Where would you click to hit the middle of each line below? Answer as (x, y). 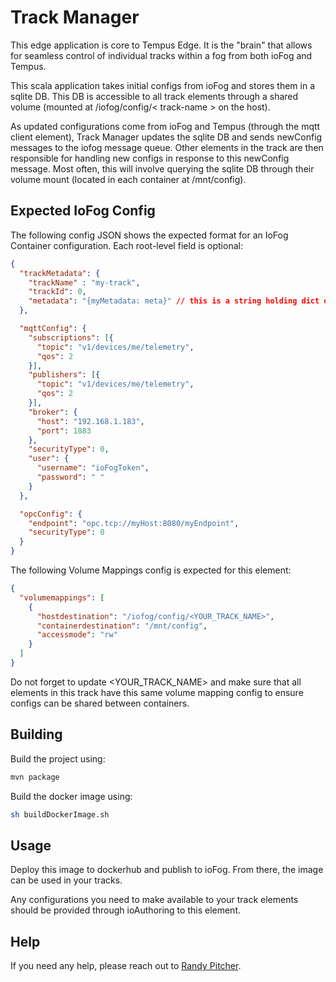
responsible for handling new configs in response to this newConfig (150, 158)
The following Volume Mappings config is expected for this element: (151, 570)
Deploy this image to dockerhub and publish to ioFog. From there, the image (167, 870)
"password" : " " (70, 477)
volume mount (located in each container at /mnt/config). (128, 179)
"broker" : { (53, 412)
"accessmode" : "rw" (77, 635)
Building (36, 734)
